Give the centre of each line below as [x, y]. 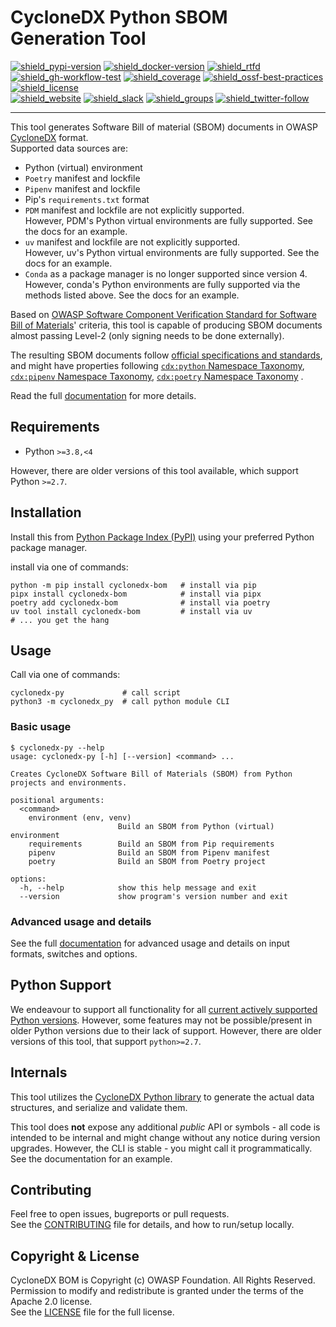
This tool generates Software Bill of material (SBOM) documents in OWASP [164, 127]
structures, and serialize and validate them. [99, 1107]
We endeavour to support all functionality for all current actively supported [164, 1009]
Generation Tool [78, 38]
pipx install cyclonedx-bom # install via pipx [136, 594]
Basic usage [41, 727]
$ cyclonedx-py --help [57, 747]
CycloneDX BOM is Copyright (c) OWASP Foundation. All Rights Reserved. [163, 1280]
